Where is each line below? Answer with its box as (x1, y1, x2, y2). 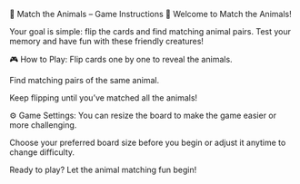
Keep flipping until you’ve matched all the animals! (9, 92, 198, 103)
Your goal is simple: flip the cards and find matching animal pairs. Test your (9, 26, 291, 36)
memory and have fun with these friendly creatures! (9, 36, 205, 46)
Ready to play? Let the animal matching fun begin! (9, 164, 197, 175)
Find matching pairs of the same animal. (9, 75, 160, 85)
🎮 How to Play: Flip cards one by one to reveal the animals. (9, 54, 234, 64)
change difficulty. (9, 147, 75, 158)
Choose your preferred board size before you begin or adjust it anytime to (9, 137, 286, 148)
